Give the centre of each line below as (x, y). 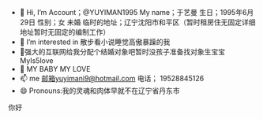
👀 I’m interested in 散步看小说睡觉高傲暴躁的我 (95, 42)
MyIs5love (36, 61)
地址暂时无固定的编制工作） (65, 32)
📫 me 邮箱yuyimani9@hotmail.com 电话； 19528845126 (112, 78)
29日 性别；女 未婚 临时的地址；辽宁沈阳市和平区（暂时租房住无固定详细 (137, 22)
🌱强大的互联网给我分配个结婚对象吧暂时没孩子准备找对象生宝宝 (122, 52)
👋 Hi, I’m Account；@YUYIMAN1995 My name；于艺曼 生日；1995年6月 (137, 12)
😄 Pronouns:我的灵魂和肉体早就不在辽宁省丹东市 (100, 91)
